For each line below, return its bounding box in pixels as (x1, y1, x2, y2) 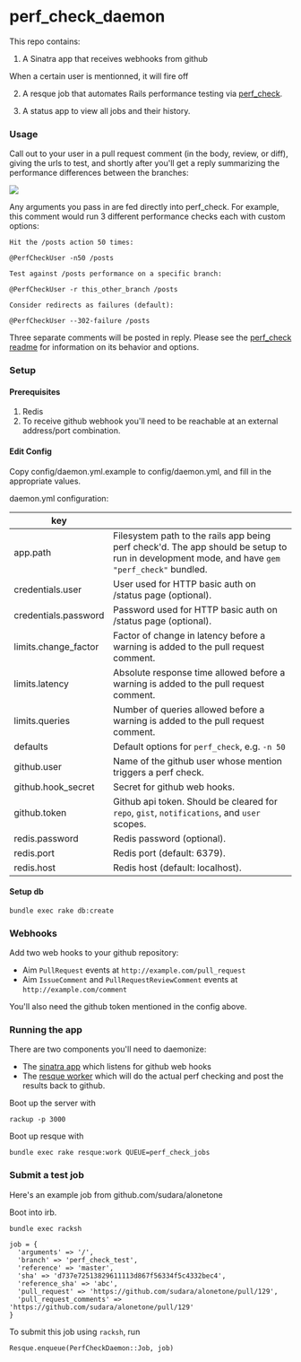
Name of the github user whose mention (113, 755, 282, 767)
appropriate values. (9, 476, 82, 486)
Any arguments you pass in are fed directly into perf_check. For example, (9, 202, 279, 213)
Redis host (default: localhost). (113, 861, 242, 874)
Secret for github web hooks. (113, 781, 236, 793)
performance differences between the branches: (9, 168, 189, 179)
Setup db (9, 886, 45, 897)
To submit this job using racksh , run (9, 1326, 141, 1337)
